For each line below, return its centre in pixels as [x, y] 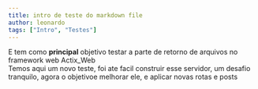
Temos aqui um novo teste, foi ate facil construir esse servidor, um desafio [129, 69]
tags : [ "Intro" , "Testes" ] [52, 30]
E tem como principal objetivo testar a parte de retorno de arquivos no [123, 52]
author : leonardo [37, 23]
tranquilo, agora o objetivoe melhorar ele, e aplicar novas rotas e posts [123, 77]
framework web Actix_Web [52, 60]
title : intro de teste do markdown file [76, 15]
